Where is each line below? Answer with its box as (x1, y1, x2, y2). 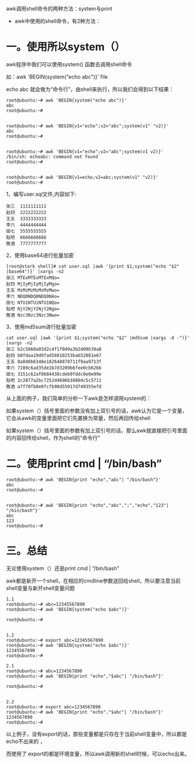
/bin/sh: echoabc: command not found (6, 154, 98, 160)
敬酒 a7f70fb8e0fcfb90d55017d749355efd (6, 384, 102, 389)
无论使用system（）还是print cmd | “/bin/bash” (6, 565, 120, 572)
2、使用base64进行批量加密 (6, 252, 74, 259)
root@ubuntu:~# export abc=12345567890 (6, 637, 104, 643)
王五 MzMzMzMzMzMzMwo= (6, 287, 60, 293)
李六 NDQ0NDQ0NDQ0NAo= (6, 293, 60, 299)
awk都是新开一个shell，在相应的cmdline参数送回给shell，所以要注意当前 (6, 577, 181, 584)
